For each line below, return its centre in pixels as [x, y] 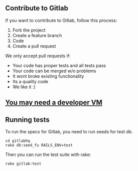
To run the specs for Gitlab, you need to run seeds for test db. [69, 132]
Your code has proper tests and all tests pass [59, 65]
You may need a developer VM [54, 103]
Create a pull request [34, 46]
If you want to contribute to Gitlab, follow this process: [61, 20]
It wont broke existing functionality [48, 76]
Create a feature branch [37, 35]
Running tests [28, 120]
